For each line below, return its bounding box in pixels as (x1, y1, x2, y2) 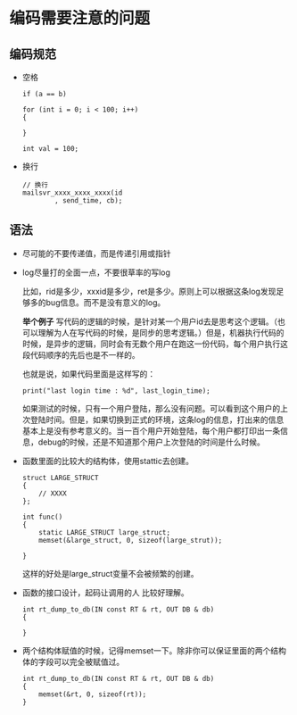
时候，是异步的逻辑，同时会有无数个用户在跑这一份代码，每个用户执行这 (21, 338, 288, 349)
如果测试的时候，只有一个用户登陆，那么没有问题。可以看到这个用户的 (21, 403, 281, 413)
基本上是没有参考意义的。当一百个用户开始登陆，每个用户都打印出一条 (21, 425, 281, 436)
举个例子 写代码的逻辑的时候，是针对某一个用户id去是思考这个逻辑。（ (21, 316, 278, 327)
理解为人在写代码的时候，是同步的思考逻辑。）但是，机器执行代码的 (37, 327, 285, 337)
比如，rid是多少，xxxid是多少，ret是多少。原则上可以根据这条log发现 (21, 286, 276, 296)
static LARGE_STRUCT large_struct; (38, 528, 171, 536)
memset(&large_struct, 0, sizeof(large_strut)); (38, 536, 223, 545)
